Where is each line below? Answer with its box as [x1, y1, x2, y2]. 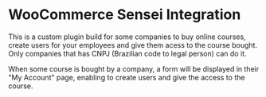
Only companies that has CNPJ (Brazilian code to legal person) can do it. [8, 48, 247, 58]
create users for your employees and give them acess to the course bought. [8, 40, 257, 49]
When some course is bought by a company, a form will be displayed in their [8, 64, 260, 73]
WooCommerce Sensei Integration [8, 6, 241, 24]
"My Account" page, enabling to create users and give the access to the [8, 72, 245, 82]
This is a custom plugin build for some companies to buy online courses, [8, 32, 246, 41]
